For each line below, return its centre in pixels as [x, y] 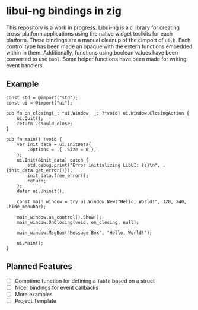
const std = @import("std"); [42, 97]
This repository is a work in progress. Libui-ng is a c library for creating [93, 27]
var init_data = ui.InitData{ [54, 144]
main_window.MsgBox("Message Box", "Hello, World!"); [84, 233]
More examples [34, 294]
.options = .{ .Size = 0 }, [62, 150]
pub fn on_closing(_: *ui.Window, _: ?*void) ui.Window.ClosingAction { [98, 113]
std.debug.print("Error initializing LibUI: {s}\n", [94, 165]
